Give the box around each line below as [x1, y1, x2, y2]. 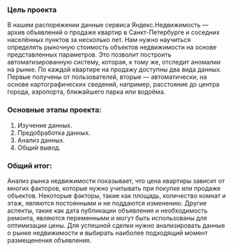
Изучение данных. [17, 121, 73, 129]
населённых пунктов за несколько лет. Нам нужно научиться [7, 36, 191, 44]
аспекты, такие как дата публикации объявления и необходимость [7, 206, 208, 215]
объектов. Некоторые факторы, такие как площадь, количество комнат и [7, 191, 227, 200]
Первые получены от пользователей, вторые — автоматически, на [7, 73, 207, 81]
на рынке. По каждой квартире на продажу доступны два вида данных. [7, 65, 222, 74]
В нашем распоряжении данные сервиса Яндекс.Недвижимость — [7, 21, 209, 29]
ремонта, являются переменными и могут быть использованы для [7, 213, 207, 222]
